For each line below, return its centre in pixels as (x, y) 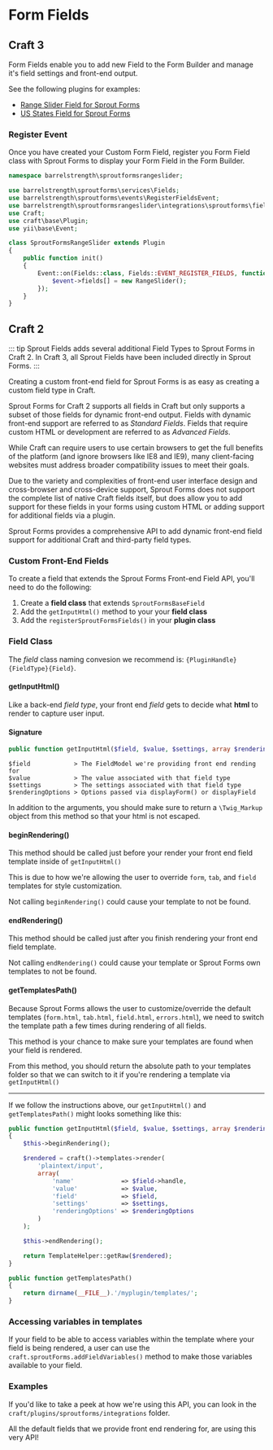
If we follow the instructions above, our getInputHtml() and (107, 1105)
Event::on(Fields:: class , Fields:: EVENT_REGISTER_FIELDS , (138, 273)
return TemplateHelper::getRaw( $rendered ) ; (98, 1255)
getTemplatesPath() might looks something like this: (95, 1114)
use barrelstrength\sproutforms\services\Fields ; (94, 191)
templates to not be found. (53, 971)
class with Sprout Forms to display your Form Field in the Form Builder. (127, 161)
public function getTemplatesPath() (70, 1278)
